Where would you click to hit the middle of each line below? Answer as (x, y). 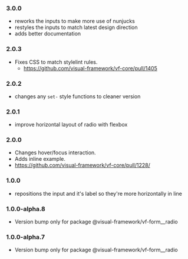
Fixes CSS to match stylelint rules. (56, 62)
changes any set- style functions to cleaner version (77, 96)
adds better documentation (48, 34)
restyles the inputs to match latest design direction (76, 27)
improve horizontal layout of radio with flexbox (71, 125)
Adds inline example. (40, 159)
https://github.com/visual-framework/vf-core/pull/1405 (90, 68)
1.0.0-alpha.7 (26, 237)
